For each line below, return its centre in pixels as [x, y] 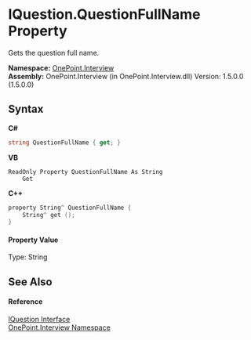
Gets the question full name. [54, 52]
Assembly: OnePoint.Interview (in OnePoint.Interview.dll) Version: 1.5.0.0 [126, 76]
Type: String [28, 257]
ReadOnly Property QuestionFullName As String [85, 172]
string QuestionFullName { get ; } [65, 143]
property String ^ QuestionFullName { [70, 208]
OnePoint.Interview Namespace [60, 327]
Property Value [33, 240]
